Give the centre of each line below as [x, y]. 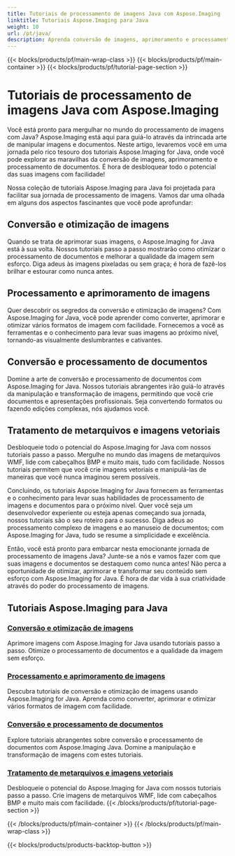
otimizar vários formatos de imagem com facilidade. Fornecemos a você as [116, 325]
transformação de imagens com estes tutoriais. [75, 755]
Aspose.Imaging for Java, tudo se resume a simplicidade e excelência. [109, 535]
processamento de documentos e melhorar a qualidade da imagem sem [111, 256]
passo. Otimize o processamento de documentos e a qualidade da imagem [115, 651]
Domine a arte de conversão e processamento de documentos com [104, 379]
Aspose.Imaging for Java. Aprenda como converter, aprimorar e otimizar [112, 699]
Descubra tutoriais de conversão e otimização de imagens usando [102, 692]
